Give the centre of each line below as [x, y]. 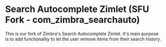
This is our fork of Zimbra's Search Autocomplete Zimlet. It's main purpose [82, 33]
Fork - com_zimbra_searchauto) [73, 20]
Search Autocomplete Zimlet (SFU [77, 9]
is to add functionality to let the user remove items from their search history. [83, 39]
